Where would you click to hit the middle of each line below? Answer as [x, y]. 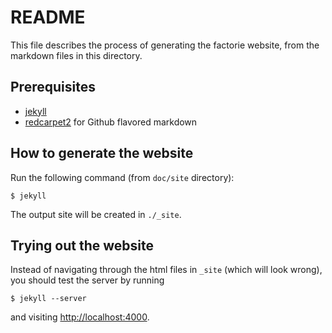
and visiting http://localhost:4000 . [80, 317]
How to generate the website [102, 153]
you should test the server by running [87, 280]
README [48, 17]
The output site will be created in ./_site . [96, 214]
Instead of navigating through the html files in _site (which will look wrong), [166, 270]
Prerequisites [53, 87]
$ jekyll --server [48, 299]
